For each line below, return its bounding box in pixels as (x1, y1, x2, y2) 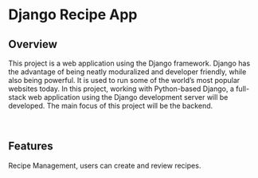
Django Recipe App (8, 6, 138, 24)
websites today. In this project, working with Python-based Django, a (8, 84, 235, 93)
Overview (8, 38, 58, 51)
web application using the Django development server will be (27, 93, 229, 101)
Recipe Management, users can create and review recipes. (8, 160, 201, 170)
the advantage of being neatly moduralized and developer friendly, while (8, 67, 247, 77)
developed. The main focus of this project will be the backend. (8, 101, 213, 110)
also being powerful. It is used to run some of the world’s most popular (8, 76, 240, 85)
